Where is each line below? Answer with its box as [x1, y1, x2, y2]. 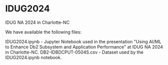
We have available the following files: [5, 29, 82, 35]
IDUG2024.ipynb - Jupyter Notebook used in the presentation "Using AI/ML [5, 38, 161, 45]
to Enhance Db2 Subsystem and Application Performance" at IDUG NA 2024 [5, 44, 163, 50]
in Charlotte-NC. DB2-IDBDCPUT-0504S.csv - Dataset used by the [5, 49, 144, 55]
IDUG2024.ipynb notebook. [5, 54, 62, 60]
